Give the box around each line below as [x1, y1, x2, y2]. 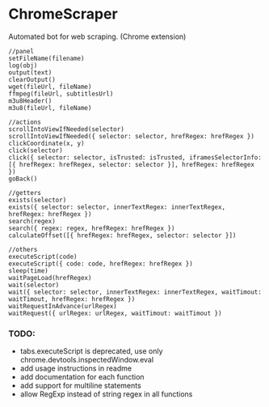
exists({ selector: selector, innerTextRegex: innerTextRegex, [8, 203, 226, 211]
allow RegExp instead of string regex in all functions [19, 389, 193, 399]
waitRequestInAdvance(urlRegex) [8, 302, 117, 310]
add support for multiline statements [19, 381, 141, 391]
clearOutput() [8, 75, 57, 83]
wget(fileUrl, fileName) [8, 83, 92, 91]
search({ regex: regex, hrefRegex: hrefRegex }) [8, 224, 175, 232]
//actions [8, 118, 42, 126]
